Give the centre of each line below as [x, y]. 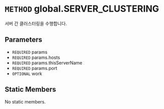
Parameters [24, 40]
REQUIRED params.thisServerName [47, 63]
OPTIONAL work [27, 74]
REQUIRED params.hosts [36, 57]
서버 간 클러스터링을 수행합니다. [36, 23]
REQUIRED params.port [35, 68]
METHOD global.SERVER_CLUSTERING [82, 9]
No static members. [25, 101]
